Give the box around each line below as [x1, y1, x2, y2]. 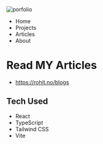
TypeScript [15, 119, 44, 126]
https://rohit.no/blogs [15, 78, 69, 85]
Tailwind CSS [15, 125, 49, 132]
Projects [15, 24, 37, 31]
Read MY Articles [6, 59, 97, 73]
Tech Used [6, 96, 48, 107]
